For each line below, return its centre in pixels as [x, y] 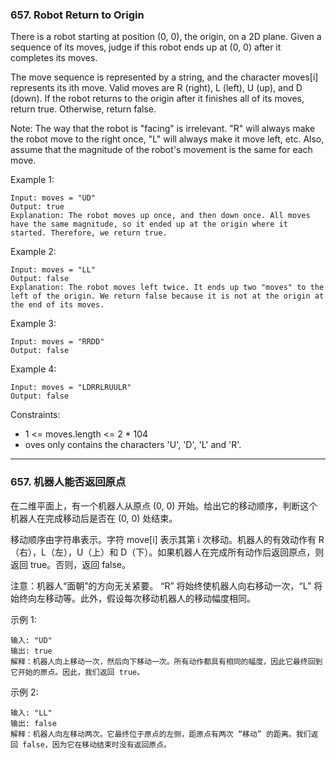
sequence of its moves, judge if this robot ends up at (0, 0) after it [146, 47]
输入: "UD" [31, 640]
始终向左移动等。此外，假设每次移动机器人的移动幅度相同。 [133, 598]
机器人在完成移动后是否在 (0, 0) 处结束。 [94, 518]
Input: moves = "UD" [53, 198]
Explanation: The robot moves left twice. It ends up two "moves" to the [167, 288]
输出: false [33, 723]
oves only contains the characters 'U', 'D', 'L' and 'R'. [133, 445]
